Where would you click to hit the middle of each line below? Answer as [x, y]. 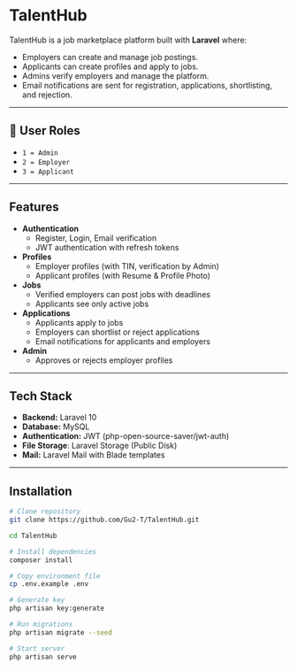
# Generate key [37, 600]
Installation [41, 491]
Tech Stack [41, 396]
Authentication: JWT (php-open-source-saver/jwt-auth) [126, 436]
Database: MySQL [56, 427]
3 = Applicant [48, 172]
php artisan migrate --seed [61, 632]
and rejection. [47, 95]
